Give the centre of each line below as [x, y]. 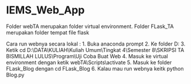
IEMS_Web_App [45, 10]
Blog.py [15, 75]
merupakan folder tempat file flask [48, 32]
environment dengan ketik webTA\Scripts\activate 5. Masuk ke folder [89, 62]
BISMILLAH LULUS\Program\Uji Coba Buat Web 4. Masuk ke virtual [87, 56]
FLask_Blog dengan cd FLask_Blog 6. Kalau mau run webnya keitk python [95, 68]
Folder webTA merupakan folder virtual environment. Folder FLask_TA [90, 26]
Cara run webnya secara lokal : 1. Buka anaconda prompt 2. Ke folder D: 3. [96, 44]
